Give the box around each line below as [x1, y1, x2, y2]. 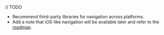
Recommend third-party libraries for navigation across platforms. [12, 14, 144, 19]
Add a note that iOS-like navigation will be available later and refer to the [12, 19, 159, 25]
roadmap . [12, 24, 32, 30]
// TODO [5, 4, 22, 10]
